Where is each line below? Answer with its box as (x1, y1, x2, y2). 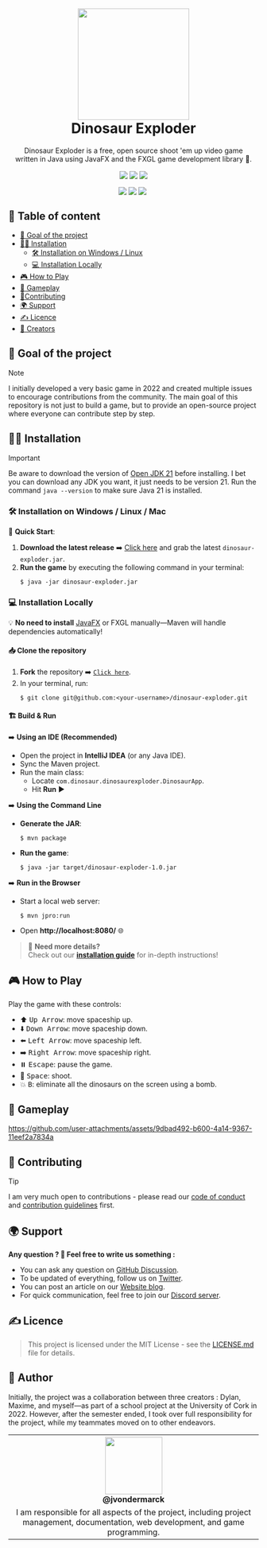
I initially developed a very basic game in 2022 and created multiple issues (8, 383, 253, 393)
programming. (106, 1527, 161, 1538)
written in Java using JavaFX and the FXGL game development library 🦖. (14, 154, 253, 163)
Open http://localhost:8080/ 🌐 (19, 926, 124, 935)
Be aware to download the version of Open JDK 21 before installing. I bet (8, 468, 246, 478)
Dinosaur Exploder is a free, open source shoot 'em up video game (23, 146, 244, 155)
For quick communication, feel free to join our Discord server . (19, 1290, 221, 1300)
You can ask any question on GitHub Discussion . (19, 1265, 179, 1274)
